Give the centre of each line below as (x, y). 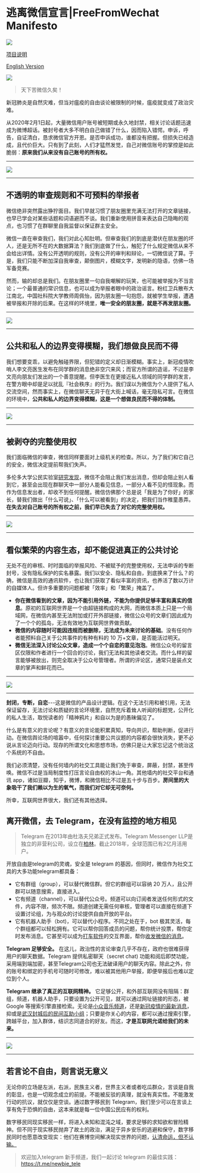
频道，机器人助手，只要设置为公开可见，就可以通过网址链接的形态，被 (102, 999)
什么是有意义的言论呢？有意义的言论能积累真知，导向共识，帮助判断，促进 (97, 730)
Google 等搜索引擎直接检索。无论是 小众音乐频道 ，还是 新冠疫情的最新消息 (97, 1006)
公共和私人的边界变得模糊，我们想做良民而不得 (92, 346)
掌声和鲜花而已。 (46, 668)
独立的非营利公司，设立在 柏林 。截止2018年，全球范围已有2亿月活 (101, 844)
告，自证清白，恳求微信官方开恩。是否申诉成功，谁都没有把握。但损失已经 (97, 137)
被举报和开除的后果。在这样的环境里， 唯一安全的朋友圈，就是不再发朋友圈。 (100, 303)
